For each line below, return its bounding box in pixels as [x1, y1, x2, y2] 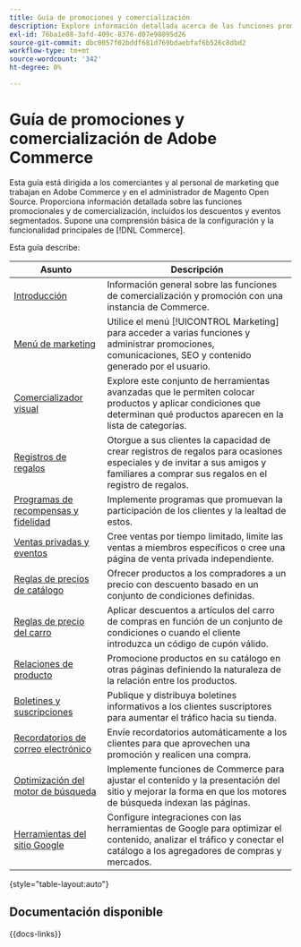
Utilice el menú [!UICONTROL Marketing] [107, 315, 279, 328]
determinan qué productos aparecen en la [107, 408, 284, 421]
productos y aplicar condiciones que [107, 397, 262, 409]
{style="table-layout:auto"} [9, 878, 109, 889]
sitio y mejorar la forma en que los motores [107, 785, 287, 798]
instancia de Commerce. [107, 301, 210, 313]
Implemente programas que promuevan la [107, 493, 284, 506]
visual [13, 402, 39, 414]
